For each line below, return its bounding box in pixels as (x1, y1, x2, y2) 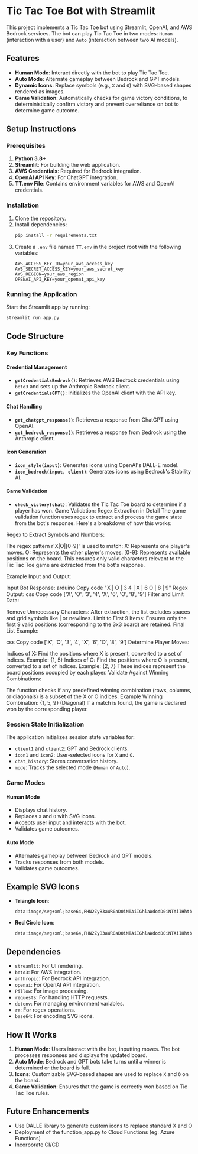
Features (6, 53, 40, 63)
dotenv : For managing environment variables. (14, 1000, 125, 1007)
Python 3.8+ (14, 155, 46, 162)
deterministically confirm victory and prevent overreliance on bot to (14, 101, 179, 108)
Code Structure (6, 331, 64, 341)
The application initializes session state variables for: (6, 734, 135, 741)
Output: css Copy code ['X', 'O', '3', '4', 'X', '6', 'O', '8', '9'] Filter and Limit (6, 590, 184, 598)
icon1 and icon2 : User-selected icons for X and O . (14, 751, 135, 758)
